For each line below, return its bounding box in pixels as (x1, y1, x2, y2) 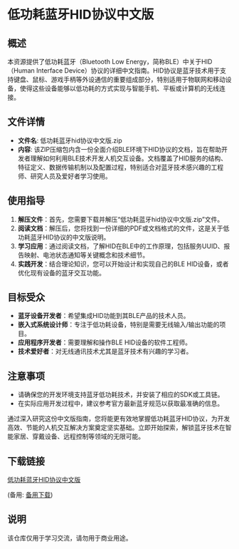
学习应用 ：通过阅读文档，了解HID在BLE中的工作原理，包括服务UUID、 (17, 242, 224, 250)
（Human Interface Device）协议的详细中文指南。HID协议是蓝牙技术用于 (7, 66, 221, 75)
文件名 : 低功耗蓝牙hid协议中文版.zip (17, 136, 122, 145)
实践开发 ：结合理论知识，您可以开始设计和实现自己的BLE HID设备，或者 (17, 260, 229, 268)
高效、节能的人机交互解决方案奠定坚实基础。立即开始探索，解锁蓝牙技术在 (7, 424, 225, 432)
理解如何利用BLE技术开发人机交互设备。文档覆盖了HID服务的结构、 (30, 154, 228, 163)
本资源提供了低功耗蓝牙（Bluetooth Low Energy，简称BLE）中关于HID (7, 58, 213, 66)
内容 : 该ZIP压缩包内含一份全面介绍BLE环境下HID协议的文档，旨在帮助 (17, 145, 222, 153)
